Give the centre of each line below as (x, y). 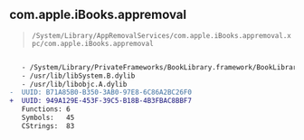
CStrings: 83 (48, 126)
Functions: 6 (46, 109)
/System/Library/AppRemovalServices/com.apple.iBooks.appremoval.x (161, 35)
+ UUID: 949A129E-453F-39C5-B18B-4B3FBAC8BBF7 (101, 101)
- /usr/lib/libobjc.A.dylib (74, 84)
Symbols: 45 (48, 118)
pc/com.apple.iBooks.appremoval (92, 43)
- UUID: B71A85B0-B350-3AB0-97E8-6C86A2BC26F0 (101, 93)
